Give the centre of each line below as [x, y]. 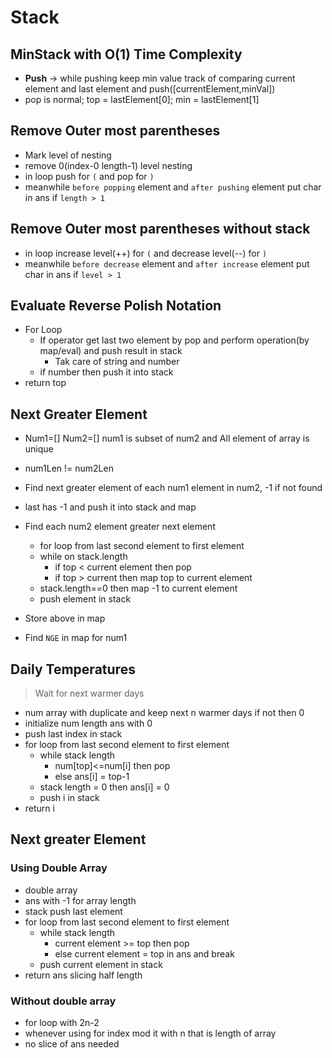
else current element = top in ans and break [144, 953]
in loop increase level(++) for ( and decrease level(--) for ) [146, 253]
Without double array [63, 1001]
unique [39, 449]
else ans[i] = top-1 [92, 777]
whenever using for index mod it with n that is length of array [150, 1033]
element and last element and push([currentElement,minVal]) [150, 89]
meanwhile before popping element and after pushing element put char [173, 187]
